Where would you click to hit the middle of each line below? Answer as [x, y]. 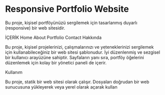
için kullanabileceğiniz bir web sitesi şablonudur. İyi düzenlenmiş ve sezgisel [83, 52]
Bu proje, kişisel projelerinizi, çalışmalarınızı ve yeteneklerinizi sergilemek [80, 47]
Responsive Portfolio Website [67, 9]
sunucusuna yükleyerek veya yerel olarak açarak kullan [61, 87]
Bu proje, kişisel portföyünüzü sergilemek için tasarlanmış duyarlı [71, 23]
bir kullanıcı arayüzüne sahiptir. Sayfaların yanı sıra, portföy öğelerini [75, 57]
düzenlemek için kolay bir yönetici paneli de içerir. [56, 63]
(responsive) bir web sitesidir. [35, 28]
